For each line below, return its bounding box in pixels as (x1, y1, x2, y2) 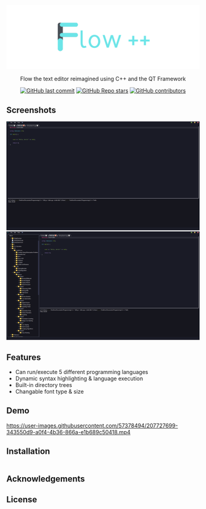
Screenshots (6, 105, 56, 115)
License (6, 494, 37, 505)
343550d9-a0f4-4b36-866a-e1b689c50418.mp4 (6, 428, 131, 435)
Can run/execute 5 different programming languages (15, 368, 148, 375)
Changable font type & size (15, 388, 84, 395)
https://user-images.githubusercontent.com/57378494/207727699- (6, 422, 178, 429)
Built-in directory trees (15, 381, 72, 388)
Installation (6, 446, 50, 457)
